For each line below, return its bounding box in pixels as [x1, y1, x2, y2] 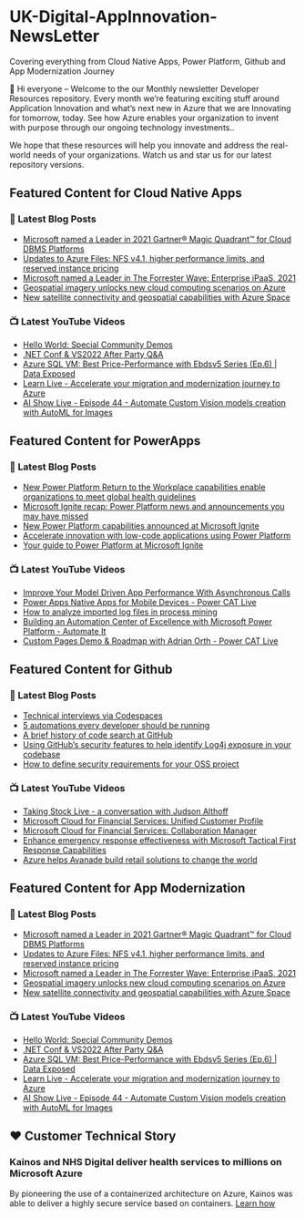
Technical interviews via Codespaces [22, 709, 163, 721]
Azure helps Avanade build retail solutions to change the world [22, 854, 258, 865]
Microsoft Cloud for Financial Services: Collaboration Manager [22, 825, 258, 836]
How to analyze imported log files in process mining [22, 606, 219, 617]
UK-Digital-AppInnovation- [9, 6, 218, 27]
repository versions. [9, 159, 85, 170]
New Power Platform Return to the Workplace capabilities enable [22, 481, 266, 492]
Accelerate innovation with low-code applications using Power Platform [22, 530, 291, 541]
